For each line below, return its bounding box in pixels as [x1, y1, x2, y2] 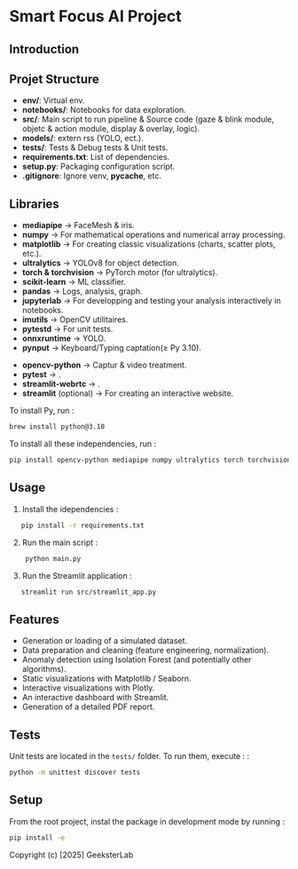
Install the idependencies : [21, 503, 119, 514]
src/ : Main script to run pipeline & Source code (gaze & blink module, [21, 114, 275, 125]
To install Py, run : [9, 406, 74, 416]
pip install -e [9, 833, 66, 842]
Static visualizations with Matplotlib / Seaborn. [21, 673, 192, 684]
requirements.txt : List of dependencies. [21, 152, 170, 162]
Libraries [9, 196, 59, 211]
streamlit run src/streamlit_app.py [20, 588, 157, 596]
